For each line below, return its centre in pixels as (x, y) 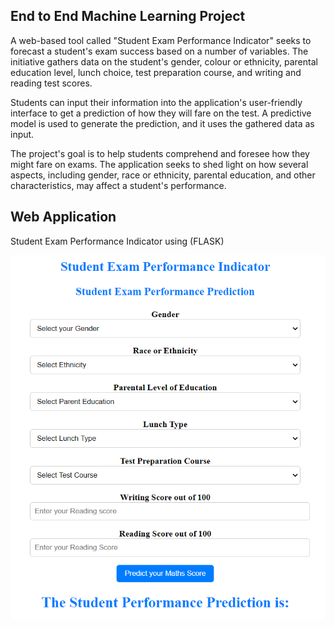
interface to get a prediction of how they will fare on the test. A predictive (161, 113)
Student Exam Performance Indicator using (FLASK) (117, 241)
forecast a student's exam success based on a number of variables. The (159, 51)
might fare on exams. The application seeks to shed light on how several (159, 164)
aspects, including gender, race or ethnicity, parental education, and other (163, 175)
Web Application (63, 217)
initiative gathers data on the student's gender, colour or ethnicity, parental (164, 61)
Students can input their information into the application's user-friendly (156, 102)
